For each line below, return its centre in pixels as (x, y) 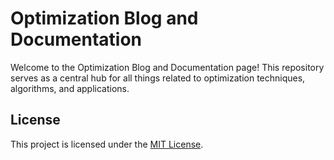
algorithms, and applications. (70, 88)
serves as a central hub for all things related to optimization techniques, (158, 78)
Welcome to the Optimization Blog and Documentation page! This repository (167, 67)
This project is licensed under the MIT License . (107, 144)
